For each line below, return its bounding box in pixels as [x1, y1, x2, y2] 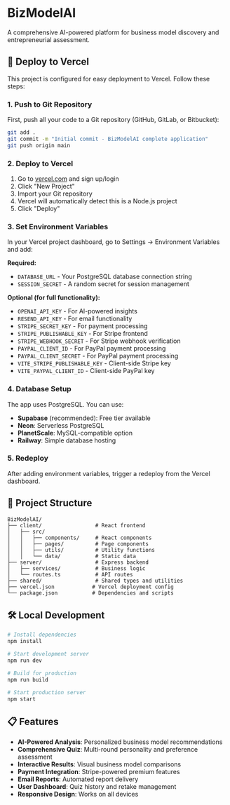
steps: [7, 82, 25, 90]
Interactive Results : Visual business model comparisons [17, 760, 182, 769]
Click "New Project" [17, 182, 75, 190]
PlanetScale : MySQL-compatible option [17, 428, 133, 437]
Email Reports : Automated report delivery [17, 775, 139, 783]
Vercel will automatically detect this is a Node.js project [17, 196, 177, 205]
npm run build [7, 676, 49, 683]
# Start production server [7, 689, 86, 696]
